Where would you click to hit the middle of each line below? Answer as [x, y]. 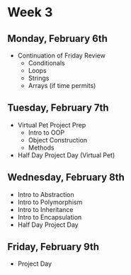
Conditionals [46, 63]
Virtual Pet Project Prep [52, 125]
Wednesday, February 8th [66, 178]
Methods [41, 147]
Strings [39, 78]
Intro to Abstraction [46, 194]
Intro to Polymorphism [50, 202]
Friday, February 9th [53, 247]
